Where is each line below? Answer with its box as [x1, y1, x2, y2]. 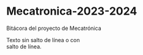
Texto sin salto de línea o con [6, 36, 80, 43]
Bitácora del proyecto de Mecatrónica [6, 24, 101, 32]
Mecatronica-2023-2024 [6, 4, 137, 18]
